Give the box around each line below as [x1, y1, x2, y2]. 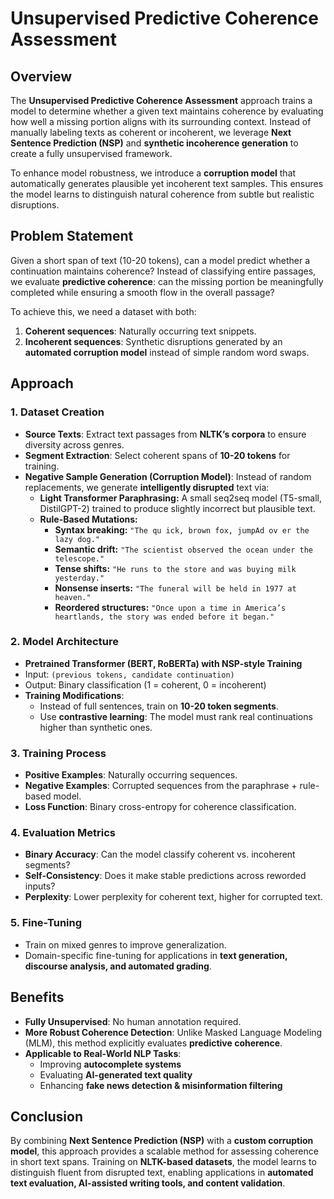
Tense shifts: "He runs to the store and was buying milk [54, 562, 297, 574]
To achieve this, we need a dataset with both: [10, 305, 197, 317]
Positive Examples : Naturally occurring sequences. [24, 769, 238, 781]
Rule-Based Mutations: [39, 513, 138, 525]
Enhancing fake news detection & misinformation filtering [39, 1079, 283, 1091]
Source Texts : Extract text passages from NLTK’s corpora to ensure [24, 428, 307, 440]
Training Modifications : [24, 689, 125, 701]
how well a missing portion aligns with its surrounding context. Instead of [10, 116, 312, 127]
